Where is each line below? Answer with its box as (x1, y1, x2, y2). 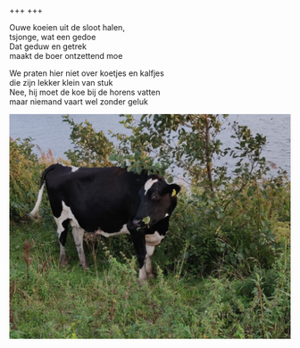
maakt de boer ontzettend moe (9, 51, 123, 61)
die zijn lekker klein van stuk (9, 78, 113, 87)
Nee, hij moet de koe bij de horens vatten (9, 87, 161, 97)
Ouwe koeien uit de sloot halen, (9, 22, 125, 32)
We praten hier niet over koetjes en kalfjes (9, 68, 165, 79)
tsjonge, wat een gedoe (9, 32, 96, 42)
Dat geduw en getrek (9, 41, 87, 52)
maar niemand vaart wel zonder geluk (9, 96, 149, 107)
